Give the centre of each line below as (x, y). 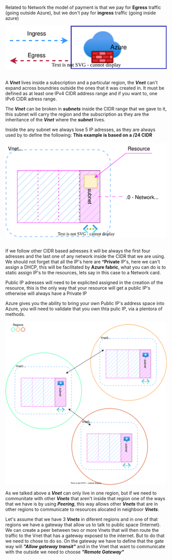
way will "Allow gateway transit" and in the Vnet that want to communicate (85, 546)
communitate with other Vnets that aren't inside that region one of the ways (85, 498)
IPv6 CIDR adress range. (31, 99)
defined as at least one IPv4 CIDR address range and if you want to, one (81, 93)
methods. (15, 314)
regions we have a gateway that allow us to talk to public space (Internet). (83, 525)
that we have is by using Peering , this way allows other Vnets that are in (82, 504)
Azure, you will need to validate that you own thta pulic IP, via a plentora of (84, 309)
